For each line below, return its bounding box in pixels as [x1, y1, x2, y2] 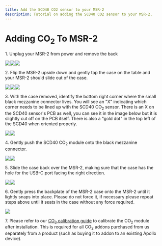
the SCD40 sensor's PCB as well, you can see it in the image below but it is [5, 110, 157, 116]
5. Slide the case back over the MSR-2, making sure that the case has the [5, 164, 154, 170]
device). [5, 236, 22, 242]
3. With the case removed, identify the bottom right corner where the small [5, 94, 156, 100]
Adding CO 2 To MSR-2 [5, 33, 98, 46]
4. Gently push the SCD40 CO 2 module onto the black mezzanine [5, 139, 137, 146]
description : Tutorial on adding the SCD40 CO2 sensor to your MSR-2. [5, 12, 153, 17]
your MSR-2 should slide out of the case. [5, 75, 88, 81]
